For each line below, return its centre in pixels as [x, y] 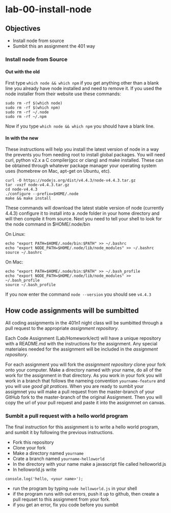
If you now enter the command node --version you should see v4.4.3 [78, 294]
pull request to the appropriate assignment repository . [62, 329]
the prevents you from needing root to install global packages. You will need [85, 155]
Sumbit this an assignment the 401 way [54, 46]
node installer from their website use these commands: [63, 94]
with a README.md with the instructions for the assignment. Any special [81, 344]
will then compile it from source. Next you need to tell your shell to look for [84, 219]
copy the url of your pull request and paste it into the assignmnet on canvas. [86, 403]
